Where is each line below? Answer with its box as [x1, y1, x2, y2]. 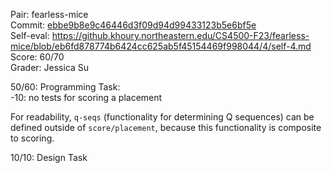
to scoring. [10, 132, 55, 144]
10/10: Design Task [10, 152, 88, 163]
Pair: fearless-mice [10, 9, 89, 20]
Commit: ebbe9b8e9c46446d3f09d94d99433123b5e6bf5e [10, 19, 257, 31]
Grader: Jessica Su [10, 62, 90, 73]
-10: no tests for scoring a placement [10, 92, 163, 103]
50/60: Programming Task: [10, 81, 121, 93]
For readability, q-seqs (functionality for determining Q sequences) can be [10, 111, 315, 123]
